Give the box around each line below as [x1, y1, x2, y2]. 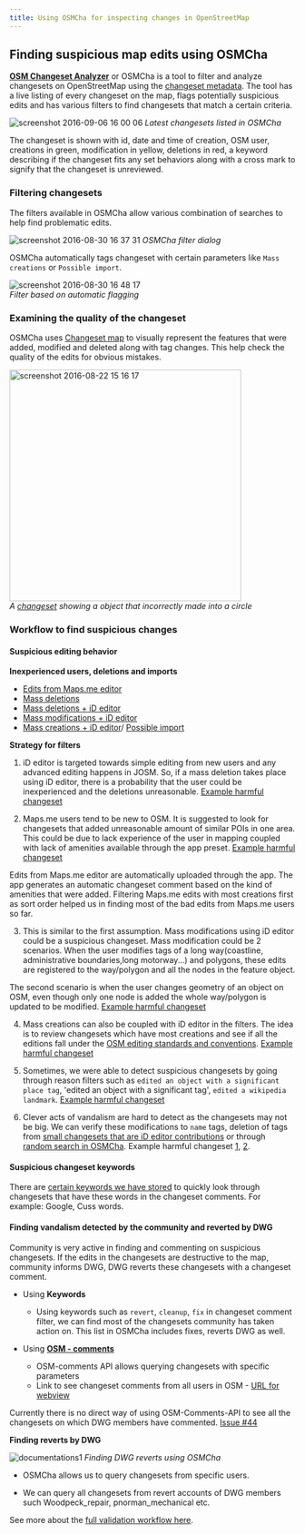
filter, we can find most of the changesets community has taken [35, 1315, 275, 1326]
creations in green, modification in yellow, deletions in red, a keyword [9, 144, 269, 155]
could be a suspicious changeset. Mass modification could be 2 [22, 936, 261, 947]
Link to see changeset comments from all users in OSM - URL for [35, 1380, 280, 1391]
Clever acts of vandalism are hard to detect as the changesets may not [22, 1112, 288, 1123]
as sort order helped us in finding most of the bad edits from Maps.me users [9, 899, 295, 910]
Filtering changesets [9, 187, 103, 200]
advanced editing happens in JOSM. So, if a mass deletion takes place [22, 767, 287, 778]
